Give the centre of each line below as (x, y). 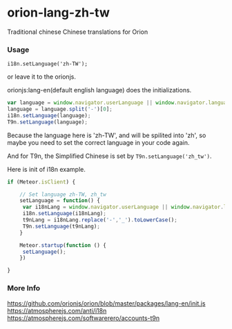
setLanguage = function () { (60, 201)
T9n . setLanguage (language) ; (48, 122)
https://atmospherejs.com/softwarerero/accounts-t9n (84, 318)
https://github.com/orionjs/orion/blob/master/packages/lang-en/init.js (106, 303)
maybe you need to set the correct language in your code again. (98, 142)
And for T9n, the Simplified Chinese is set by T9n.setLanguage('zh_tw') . (109, 156)
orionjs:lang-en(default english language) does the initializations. (99, 90)
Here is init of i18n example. (47, 169)
